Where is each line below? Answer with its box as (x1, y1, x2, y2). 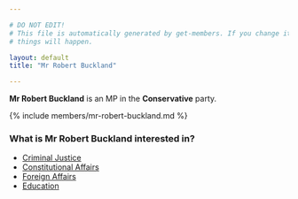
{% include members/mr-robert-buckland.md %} (9, 111, 188, 121)
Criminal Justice (21, 152, 82, 164)
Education (21, 180, 59, 191)
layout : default (9, 53, 69, 62)
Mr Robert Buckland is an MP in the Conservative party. (9, 94, 217, 104)
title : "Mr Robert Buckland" (9, 61, 117, 71)
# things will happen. (9, 37, 93, 46)
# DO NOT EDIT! (9, 20, 66, 29)
